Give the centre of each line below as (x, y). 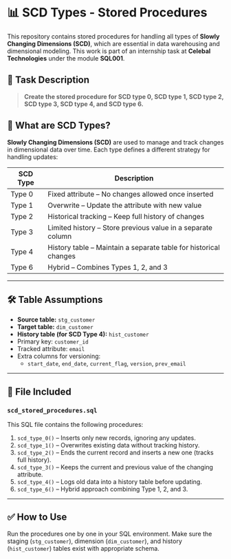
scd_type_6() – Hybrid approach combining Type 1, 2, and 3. (102, 489)
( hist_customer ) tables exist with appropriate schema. (83, 548)
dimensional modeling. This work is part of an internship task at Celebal (109, 51)
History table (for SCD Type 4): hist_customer (83, 335)
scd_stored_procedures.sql (52, 410)
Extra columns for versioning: (59, 356)
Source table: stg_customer (56, 319)
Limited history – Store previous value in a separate (130, 227)
